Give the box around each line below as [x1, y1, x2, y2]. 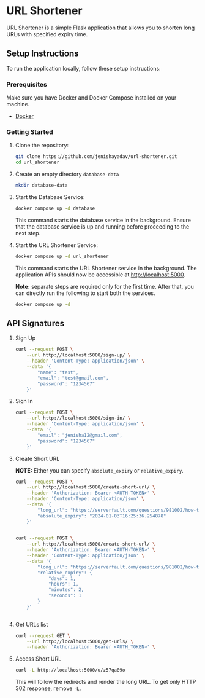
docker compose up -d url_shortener [15, 253, 109, 259]
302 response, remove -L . [15, 684, 81, 692]
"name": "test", [37, 369, 79, 375]
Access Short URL [15, 655, 62, 662]
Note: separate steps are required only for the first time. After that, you [15, 283, 194, 290]
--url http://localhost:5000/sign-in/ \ [26, 415, 131, 422]
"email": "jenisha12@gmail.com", [37, 432, 122, 438]
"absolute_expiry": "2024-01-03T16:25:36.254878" [37, 512, 166, 519]
